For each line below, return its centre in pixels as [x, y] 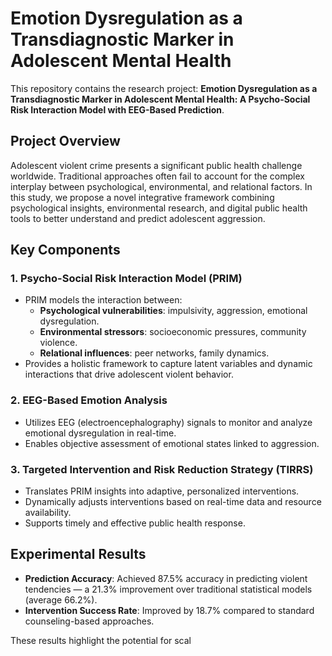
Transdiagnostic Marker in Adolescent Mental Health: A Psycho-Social [160, 99]
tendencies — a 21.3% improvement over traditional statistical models [168, 589]
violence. [58, 343]
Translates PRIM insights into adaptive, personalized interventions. [162, 491]
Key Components [65, 250]
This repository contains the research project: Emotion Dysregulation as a [164, 88]
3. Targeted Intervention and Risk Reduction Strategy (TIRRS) [162, 469]
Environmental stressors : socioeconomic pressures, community [173, 332]
